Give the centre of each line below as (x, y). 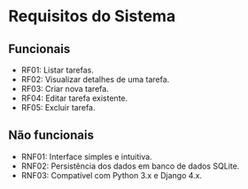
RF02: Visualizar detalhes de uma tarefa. (95, 79)
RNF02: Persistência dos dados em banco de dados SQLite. (130, 166)
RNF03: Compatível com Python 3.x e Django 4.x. (112, 175)
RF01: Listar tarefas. (57, 70)
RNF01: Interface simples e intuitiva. (86, 156)
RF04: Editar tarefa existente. (74, 98)
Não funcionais (51, 136)
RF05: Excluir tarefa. (58, 107)
